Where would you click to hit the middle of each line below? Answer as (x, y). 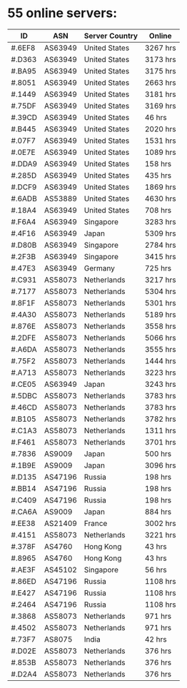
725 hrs (158, 268)
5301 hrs (160, 303)
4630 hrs (160, 198)
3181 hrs (160, 94)
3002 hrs (160, 523)
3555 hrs (160, 349)
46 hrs (156, 117)
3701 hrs (160, 442)
